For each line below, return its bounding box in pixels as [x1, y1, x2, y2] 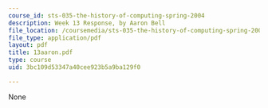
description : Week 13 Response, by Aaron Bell [8, 19, 166, 27]
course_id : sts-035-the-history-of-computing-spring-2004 [8, 11, 205, 20]
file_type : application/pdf [8, 33, 102, 42]
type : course [8, 56, 52, 64]
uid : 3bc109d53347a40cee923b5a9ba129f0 [8, 64, 141, 71]
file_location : [8, 26, 59, 34]
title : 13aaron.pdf [8, 48, 73, 56]
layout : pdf [8, 41, 48, 49]
